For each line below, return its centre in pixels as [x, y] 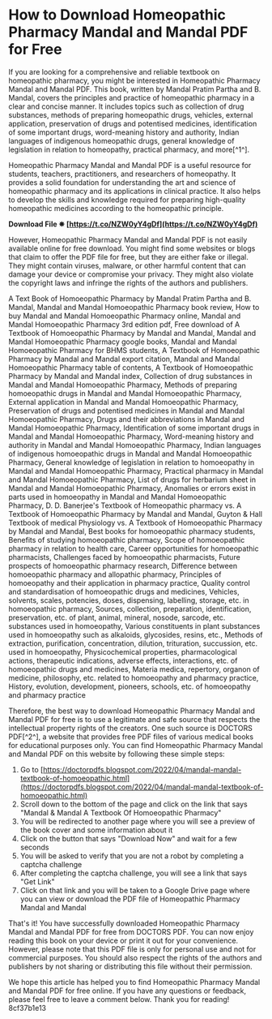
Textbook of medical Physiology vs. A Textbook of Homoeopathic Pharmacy [136, 522]
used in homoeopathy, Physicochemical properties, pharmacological [123, 651]
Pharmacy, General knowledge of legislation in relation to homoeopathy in [132, 462]
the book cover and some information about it [96, 830]
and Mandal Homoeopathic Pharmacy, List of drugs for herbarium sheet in [132, 479]
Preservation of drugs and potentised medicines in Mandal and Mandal [127, 411]
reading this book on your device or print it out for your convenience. [123, 940]
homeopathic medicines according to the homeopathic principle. [116, 208]
